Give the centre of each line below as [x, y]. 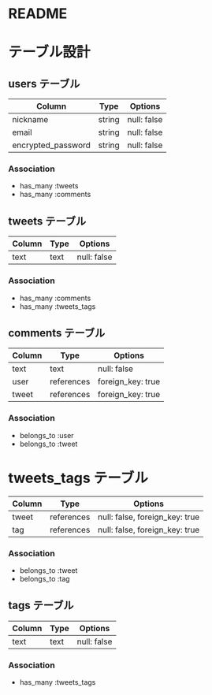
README [38, 14]
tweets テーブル [47, 221]
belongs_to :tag [45, 578]
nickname [30, 120]
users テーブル [44, 84]
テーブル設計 [49, 52]
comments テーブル [57, 333]
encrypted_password [51, 145]
